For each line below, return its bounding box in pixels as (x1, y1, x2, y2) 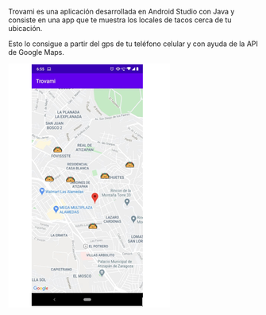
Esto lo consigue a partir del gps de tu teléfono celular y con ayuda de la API (8, 39, 258, 49)
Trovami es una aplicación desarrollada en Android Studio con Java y (8, 7, 235, 16)
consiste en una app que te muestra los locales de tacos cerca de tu (8, 15, 232, 25)
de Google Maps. (8, 48, 65, 56)
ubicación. (8, 24, 43, 33)
